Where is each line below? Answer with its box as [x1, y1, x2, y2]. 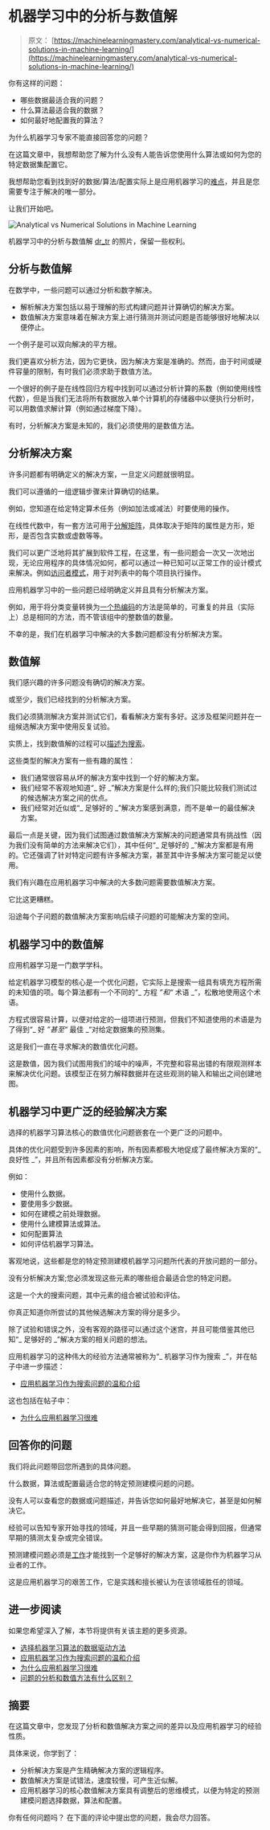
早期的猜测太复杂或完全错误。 [8, 1533, 107, 1542]
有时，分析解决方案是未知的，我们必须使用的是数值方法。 [8, 420, 198, 430]
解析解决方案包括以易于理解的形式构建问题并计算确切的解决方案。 [19, 302, 239, 312]
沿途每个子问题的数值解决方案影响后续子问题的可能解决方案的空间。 [8, 911, 234, 921]
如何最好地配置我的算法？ [19, 115, 105, 125]
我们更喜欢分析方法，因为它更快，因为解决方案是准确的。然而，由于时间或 [8, 356, 255, 366]
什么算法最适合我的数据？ [19, 105, 105, 115]
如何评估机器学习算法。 [19, 1239, 98, 1248]
